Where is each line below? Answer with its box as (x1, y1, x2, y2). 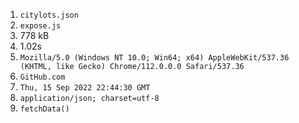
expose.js (19, 21, 62, 31)
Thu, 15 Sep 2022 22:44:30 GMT (19, 83, 151, 93)
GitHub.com (19, 72, 66, 82)
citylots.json (19, 10, 79, 20)
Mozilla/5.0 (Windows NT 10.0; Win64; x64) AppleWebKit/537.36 (19, 53, 290, 63)
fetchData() (19, 104, 70, 114)
